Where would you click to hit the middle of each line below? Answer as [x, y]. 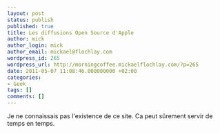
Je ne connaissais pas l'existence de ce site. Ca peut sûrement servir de [110, 116]
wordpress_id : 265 [33, 58]
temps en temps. [31, 123]
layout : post [26, 13]
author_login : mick [35, 45]
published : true [30, 26]
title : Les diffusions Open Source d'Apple [71, 33]
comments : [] [26, 97]
